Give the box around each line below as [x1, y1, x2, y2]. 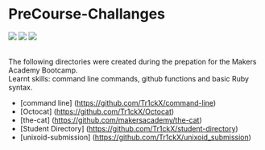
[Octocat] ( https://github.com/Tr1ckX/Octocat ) [19, 106, 175, 116]
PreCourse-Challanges [8, 5, 166, 23]
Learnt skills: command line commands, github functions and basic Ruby [8, 73, 250, 83]
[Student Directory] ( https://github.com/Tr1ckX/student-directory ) [19, 123, 239, 133]
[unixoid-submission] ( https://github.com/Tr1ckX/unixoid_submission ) [19, 132, 252, 142]
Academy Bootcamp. [8, 65, 78, 75]
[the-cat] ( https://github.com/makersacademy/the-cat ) [19, 115, 203, 125]
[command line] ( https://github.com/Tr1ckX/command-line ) [19, 98, 217, 107]
